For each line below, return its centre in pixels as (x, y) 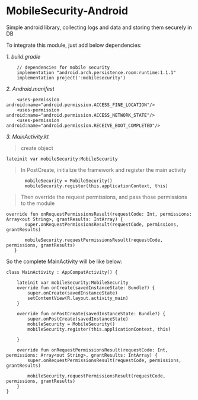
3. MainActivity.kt (28, 136)
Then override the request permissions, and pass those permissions (104, 197)
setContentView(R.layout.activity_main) (78, 298)
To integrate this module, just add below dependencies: (74, 45)
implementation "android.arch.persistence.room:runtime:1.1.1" (97, 72)
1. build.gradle (23, 56)
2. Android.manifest (30, 89)
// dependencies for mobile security (63, 67)
